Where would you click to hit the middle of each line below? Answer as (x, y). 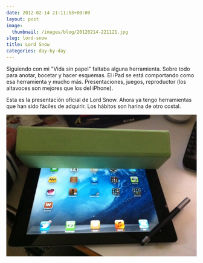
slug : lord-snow (27, 38)
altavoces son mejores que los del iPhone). (60, 88)
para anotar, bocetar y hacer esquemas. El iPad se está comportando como (100, 75)
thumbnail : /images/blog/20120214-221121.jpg (70, 32)
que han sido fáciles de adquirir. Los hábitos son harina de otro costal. (94, 106)
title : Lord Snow (28, 45)
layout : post (23, 19)
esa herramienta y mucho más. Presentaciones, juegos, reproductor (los (96, 81)
